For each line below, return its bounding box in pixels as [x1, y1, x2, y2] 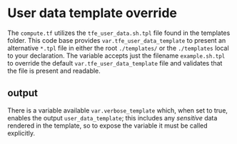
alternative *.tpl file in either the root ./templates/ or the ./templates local [7, 43, 230, 52]
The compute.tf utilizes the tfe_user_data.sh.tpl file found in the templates [7, 29, 231, 37]
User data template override [7, 5, 177, 21]
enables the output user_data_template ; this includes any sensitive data [7, 113, 218, 122]
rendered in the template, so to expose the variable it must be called [7, 121, 208, 130]
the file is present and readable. [7, 66, 101, 75]
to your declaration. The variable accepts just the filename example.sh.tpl [7, 51, 226, 60]
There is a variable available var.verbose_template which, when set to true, [7, 106, 228, 115]
